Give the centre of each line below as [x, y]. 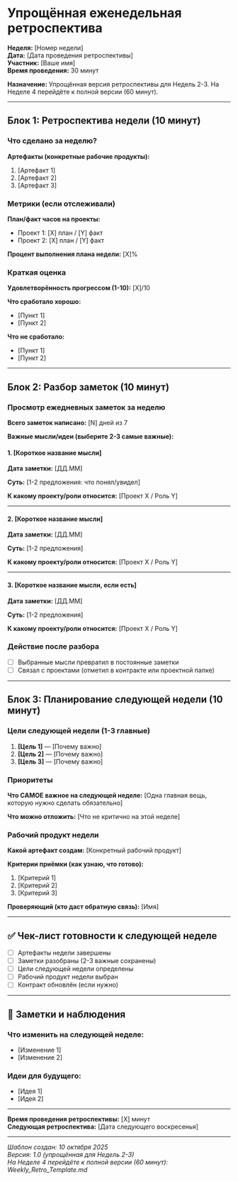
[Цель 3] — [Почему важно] [60, 762]
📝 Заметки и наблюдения [67, 1014]
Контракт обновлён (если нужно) [68, 985]
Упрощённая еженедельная [95, 13]
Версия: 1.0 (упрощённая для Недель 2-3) [71, 1155]
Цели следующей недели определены [75, 969]
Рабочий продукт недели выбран [68, 977]
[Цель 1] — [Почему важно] [59, 746]
